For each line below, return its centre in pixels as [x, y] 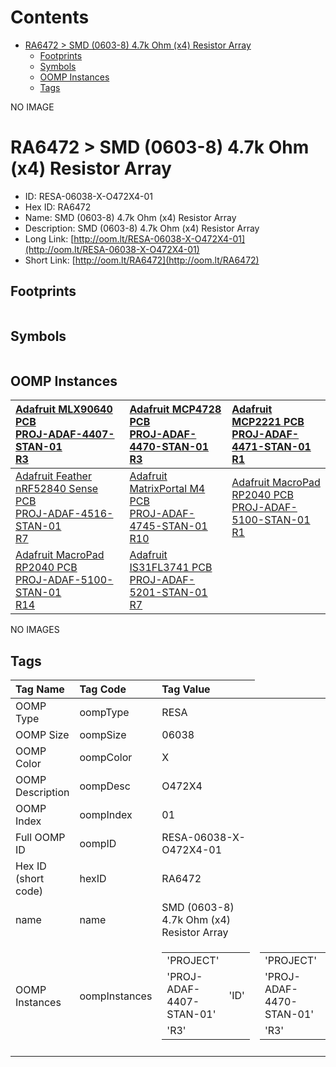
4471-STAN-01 [271, 447]
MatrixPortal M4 [167, 489]
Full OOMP [40, 838]
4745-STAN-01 [168, 526]
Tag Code [103, 689]
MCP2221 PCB [268, 422]
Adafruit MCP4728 [175, 409]
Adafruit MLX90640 [64, 409]
